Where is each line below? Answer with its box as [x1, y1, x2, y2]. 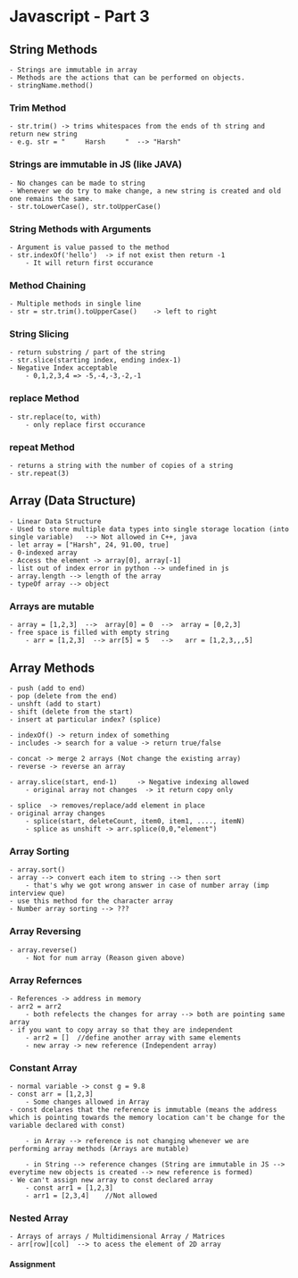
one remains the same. [9, 194, 94, 203]
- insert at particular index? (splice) [9, 715, 162, 724]
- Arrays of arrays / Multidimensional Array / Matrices [9, 1232, 226, 1241]
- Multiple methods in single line [9, 299, 142, 309]
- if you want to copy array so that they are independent [9, 1025, 234, 1034]
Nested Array [9, 1212, 69, 1224]
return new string [9, 129, 78, 139]
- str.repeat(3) [9, 469, 70, 479]
